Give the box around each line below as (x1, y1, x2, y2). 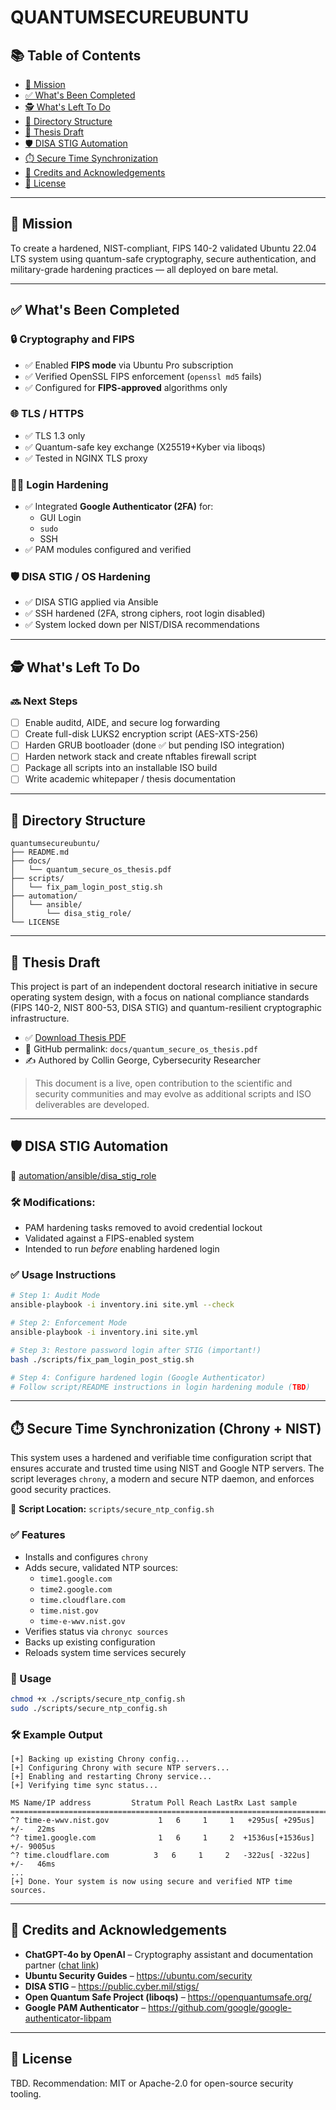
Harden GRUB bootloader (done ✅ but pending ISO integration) (24, 739, 285, 751)
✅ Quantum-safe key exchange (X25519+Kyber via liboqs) (24, 441, 266, 453)
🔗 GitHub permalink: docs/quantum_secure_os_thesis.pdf (24, 1043, 258, 1055)
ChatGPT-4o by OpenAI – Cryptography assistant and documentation (24, 1948, 314, 1960)
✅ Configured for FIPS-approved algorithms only (24, 381, 228, 393)
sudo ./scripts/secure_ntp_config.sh (10, 1703, 168, 1713)
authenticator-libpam (24, 2012, 112, 2024)
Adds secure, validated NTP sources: (24, 1561, 179, 1573)
